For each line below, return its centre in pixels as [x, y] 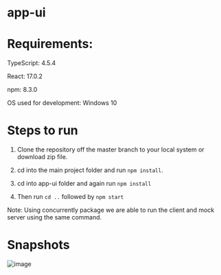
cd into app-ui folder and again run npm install [84, 184]
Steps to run [43, 131]
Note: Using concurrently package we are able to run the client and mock [111, 210]
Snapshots [38, 245]
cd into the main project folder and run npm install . [90, 170]
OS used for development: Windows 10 [62, 103]
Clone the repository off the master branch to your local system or [110, 150]
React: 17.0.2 [25, 76]
